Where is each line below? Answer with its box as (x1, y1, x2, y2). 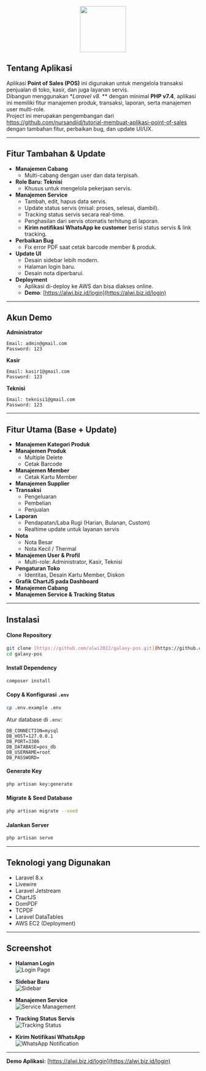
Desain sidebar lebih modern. (24, 256, 99, 263)
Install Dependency (6, 664, 57, 672)
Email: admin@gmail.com (6, 341, 67, 347)
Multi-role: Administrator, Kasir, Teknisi (24, 558, 123, 566)
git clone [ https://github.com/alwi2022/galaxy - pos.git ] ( (6, 645, 158, 651)
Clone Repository (6, 631, 52, 639)
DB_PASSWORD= (6, 754, 40, 761)
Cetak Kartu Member (24, 473, 78, 481)
